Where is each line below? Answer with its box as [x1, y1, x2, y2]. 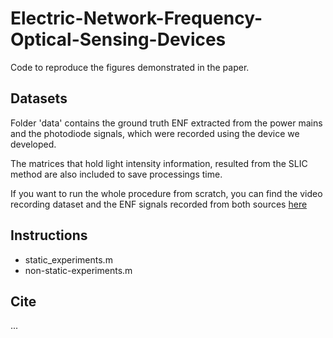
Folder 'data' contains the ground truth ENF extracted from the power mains [10, 117, 323, 129]
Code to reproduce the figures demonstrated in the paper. [10, 61, 250, 73]
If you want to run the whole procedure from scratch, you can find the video [10, 187, 323, 199]
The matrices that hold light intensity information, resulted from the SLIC [10, 157, 308, 169]
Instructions [10, 227, 88, 244]
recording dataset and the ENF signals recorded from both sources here [10, 198, 308, 210]
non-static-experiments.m [24, 264, 133, 276]
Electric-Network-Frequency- [10, 7, 263, 30]
